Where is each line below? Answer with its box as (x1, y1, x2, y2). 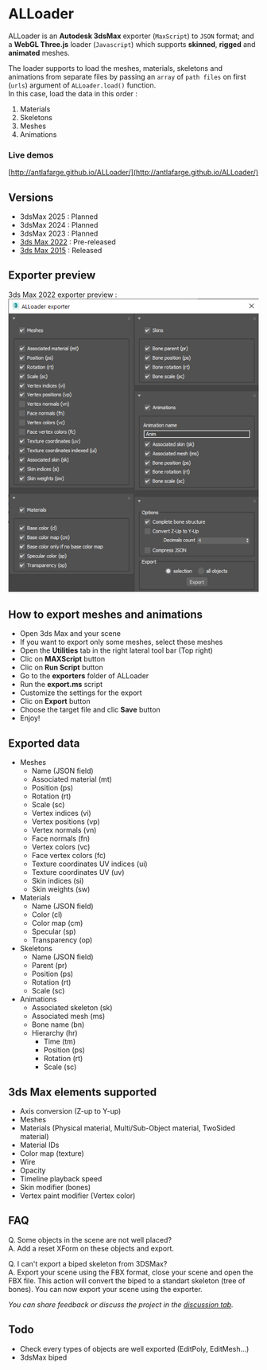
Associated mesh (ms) (31, 1012, 106, 1021)
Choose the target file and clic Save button (19, 705, 161, 715)
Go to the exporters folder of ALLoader (19, 671, 149, 681)
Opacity (19, 1165, 46, 1175)
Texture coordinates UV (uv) (31, 868, 125, 877)
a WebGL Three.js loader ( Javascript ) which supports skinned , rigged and (8, 39, 256, 49)
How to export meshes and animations (8, 607, 203, 621)
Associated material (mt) (31, 775, 113, 784)
